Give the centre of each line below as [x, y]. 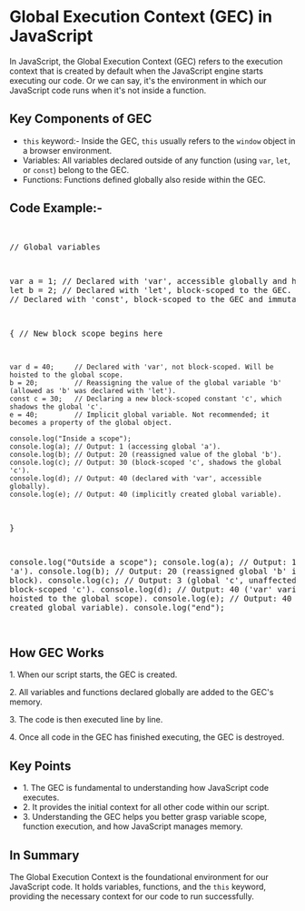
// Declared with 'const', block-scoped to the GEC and [136, 299]
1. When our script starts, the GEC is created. [93, 674]
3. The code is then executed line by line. [86, 720]
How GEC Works [57, 653]
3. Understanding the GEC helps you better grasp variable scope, [145, 817]
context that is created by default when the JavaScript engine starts [136, 71]
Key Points [40, 766]
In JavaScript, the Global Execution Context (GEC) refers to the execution [146, 61]
